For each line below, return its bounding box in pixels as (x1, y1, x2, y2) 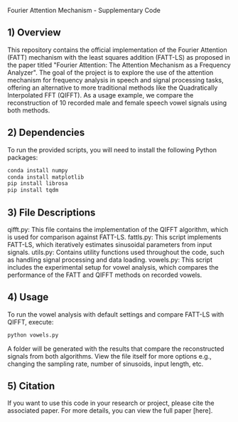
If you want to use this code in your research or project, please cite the (7, 399, 215, 408)
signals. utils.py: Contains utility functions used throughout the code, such (7, 248, 225, 256)
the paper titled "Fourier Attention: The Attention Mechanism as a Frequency (7, 60, 231, 69)
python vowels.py (7, 331, 59, 339)
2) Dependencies (7, 127, 85, 139)
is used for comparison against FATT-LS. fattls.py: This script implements (7, 233, 222, 241)
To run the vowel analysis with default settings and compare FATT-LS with (7, 310, 225, 319)
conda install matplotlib (7, 174, 84, 181)
